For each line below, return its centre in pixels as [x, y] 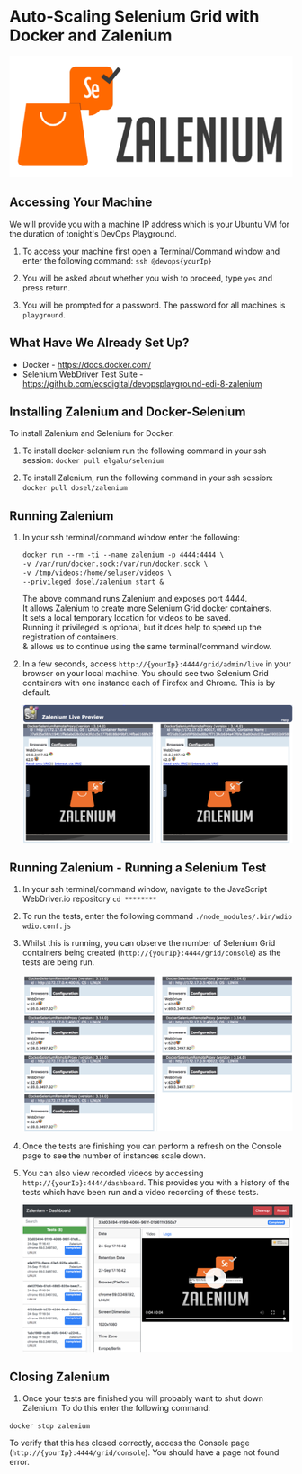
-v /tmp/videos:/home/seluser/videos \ [97, 573]
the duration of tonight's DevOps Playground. [93, 233]
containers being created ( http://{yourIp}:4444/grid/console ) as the [151, 953]
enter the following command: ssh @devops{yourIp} [117, 260]
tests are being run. [58, 962]
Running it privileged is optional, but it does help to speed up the [142, 628]
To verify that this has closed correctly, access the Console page [129, 1443]
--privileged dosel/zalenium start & [93, 582]
